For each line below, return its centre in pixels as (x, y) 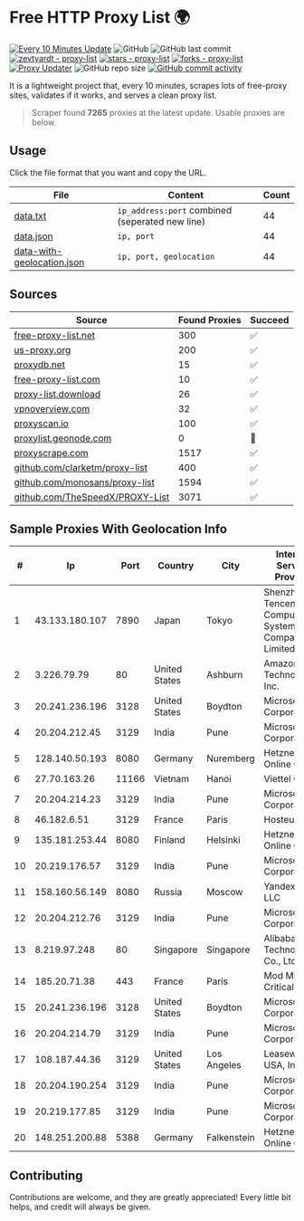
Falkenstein (231, 1138)
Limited (280, 649)
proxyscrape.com (51, 453)
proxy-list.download (57, 394)
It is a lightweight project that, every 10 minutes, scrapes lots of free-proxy (148, 85)
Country (176, 566)
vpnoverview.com (52, 408)
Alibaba (280, 939)
